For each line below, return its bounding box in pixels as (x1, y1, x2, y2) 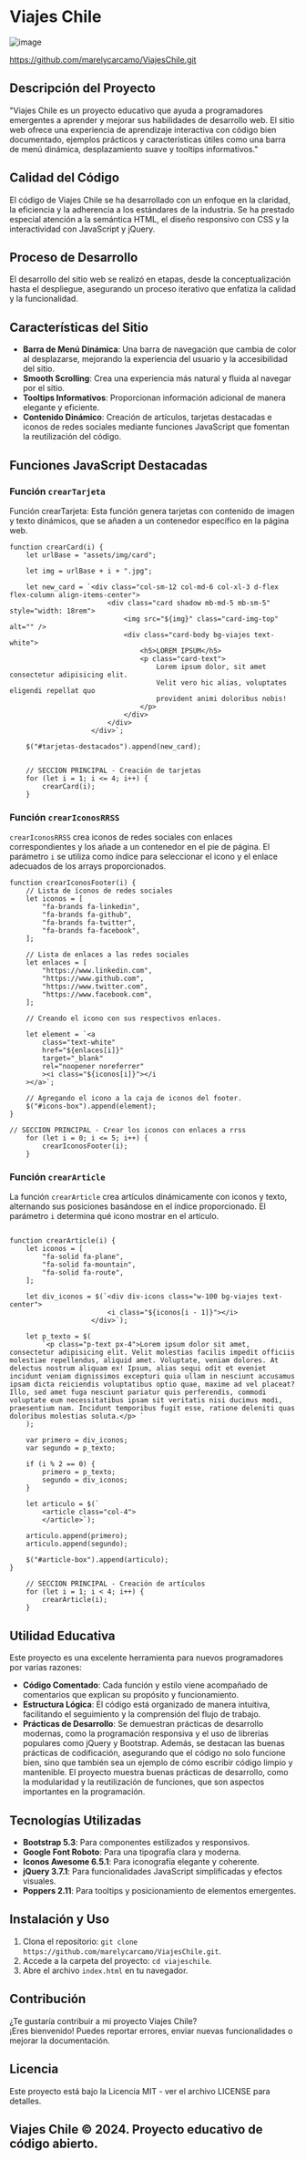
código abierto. (9, 2135, 98, 2151)
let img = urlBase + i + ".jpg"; (25, 566, 153, 575)
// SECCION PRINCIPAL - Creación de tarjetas (25, 766, 202, 775)
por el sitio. (22, 383, 66, 394)
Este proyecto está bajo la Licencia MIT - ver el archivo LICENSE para (9, 2085, 270, 2096)
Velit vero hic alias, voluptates (156, 677, 287, 687)
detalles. (9, 2095, 42, 2106)
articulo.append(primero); (25, 1532, 128, 1541)
